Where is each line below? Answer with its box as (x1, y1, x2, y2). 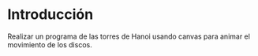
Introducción (7, 6, 94, 24)
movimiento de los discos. (7, 39, 92, 49)
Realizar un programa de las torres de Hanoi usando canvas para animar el (7, 32, 250, 41)
